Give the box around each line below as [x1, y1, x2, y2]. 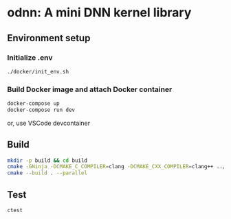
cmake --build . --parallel [7, 170, 88, 176]
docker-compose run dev [7, 106, 76, 113]
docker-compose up [7, 100, 60, 107]
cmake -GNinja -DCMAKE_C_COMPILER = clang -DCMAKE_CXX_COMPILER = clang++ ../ [7, 163, 226, 170]
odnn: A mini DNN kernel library [7, 5, 192, 21]
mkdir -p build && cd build [7, 157, 88, 164]
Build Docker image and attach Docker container [7, 84, 173, 94]
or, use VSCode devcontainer [7, 119, 91, 127]
